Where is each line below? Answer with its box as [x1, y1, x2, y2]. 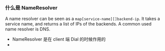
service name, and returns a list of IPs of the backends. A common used [5, 21, 152, 27]
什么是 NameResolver [5, 4, 58, 11]
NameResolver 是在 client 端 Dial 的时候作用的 [12, 36, 106, 42]
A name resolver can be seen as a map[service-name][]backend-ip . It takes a [5, 16, 160, 22]
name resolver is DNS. [5, 26, 51, 32]
